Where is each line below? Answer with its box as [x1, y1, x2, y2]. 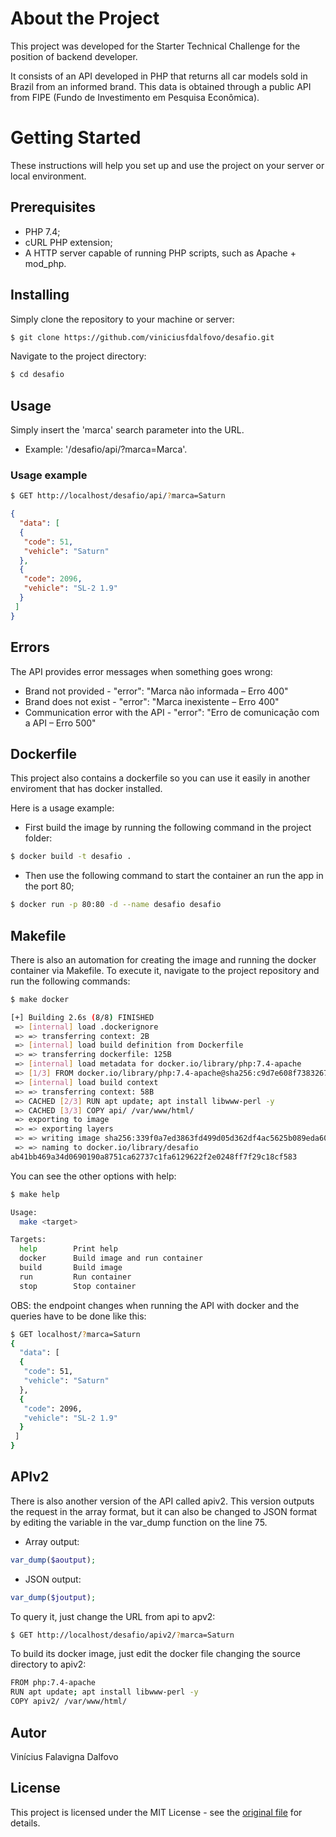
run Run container [19, 1272, 132, 1282]
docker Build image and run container [19, 1253, 203, 1264]
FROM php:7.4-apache [10, 1678, 97, 1688]
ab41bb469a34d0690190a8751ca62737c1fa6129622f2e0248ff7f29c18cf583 [10, 1152, 298, 1162]
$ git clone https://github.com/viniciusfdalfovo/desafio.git [10, 332, 275, 342]
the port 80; [24, 880, 75, 892]
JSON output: [24, 1573, 82, 1585]
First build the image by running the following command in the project [24, 822, 312, 834]
